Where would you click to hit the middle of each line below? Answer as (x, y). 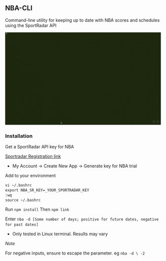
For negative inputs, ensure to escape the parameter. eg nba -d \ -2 (75, 253)
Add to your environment (30, 176)
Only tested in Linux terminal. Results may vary (60, 234)
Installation (19, 136)
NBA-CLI (19, 8)
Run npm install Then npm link (37, 209)
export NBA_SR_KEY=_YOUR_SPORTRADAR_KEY (47, 191)
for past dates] (22, 225)
